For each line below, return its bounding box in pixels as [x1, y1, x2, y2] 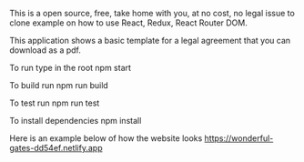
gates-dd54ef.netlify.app [9, 143, 103, 153]
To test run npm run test [9, 97, 100, 108]
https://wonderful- [204, 133, 274, 144]
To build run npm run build [9, 80, 109, 90]
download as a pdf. [9, 45, 82, 56]
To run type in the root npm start [9, 63, 132, 73]
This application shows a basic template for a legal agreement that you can [9, 35, 291, 46]
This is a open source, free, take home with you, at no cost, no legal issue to [9, 8, 296, 18]
